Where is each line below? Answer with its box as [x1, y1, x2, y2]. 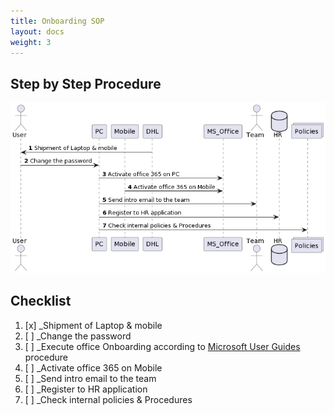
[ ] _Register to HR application [24, 383, 148, 395]
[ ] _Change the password [24, 330, 132, 342]
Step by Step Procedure [10, 75, 162, 92]
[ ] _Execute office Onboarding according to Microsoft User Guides [24, 340, 301, 352]
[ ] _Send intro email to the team [24, 372, 157, 384]
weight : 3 [10, 37, 52, 47]
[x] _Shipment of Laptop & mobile [24, 319, 163, 331]
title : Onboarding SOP [10, 16, 105, 26]
